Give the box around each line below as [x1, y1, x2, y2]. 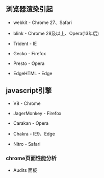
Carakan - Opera [13, 120, 49, 126]
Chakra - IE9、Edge [13, 130, 55, 137]
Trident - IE [13, 40, 37, 47]
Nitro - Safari [13, 141, 41, 147]
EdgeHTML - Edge [13, 70, 53, 76]
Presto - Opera [13, 60, 45, 66]
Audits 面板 [13, 167, 37, 173]
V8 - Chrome [13, 100, 41, 106]
